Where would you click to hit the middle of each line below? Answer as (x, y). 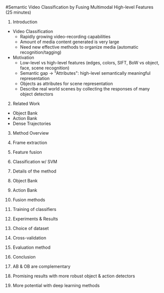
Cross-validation (29, 238)
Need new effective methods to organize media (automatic (79, 47)
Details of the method (35, 171)
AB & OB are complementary (41, 266)
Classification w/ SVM (35, 161)
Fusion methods (29, 200)
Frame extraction (30, 143)
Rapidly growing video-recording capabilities (65, 37)
